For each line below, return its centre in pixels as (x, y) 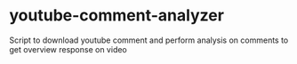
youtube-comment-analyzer (117, 16)
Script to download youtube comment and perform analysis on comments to (149, 40)
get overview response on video (68, 49)
